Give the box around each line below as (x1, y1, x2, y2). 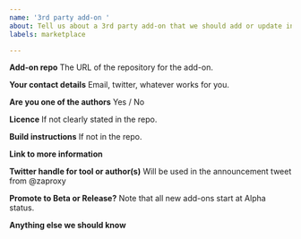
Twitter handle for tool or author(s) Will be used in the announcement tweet (9, 166, 292, 177)
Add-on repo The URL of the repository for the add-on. (9, 62, 213, 73)
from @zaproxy (9, 175, 67, 186)
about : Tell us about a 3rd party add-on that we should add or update (9, 21, 282, 30)
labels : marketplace (9, 30, 87, 38)
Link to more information (9, 149, 103, 159)
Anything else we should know (9, 220, 127, 231)
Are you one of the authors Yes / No (9, 97, 145, 107)
